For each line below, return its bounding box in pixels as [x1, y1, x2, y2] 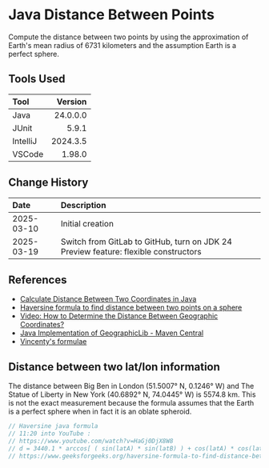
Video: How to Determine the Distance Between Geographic [19, 311, 219, 321]
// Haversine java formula [8, 422, 98, 430]
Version [56, 96, 87, 107]
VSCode [12, 148, 44, 159]
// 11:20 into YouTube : [8, 430, 91, 438]
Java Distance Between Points [8, 6, 215, 24]
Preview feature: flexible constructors [60, 246, 202, 257]
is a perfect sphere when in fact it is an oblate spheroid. [8, 406, 192, 417]
